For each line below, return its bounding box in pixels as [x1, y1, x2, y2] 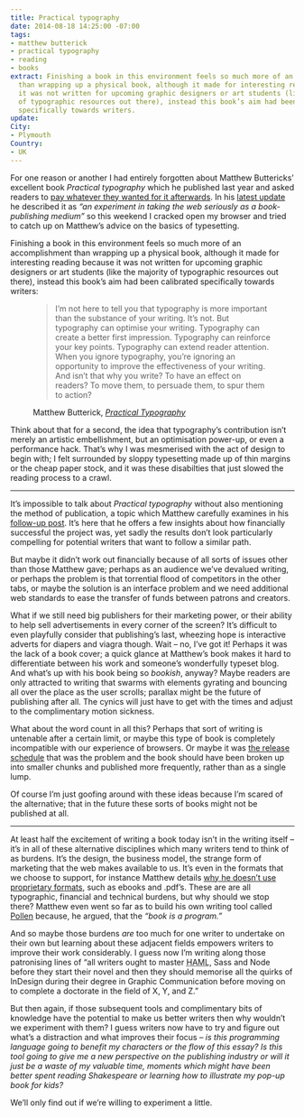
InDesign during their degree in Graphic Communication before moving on [10, 975, 286, 986]
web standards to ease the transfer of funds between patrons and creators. [10, 592, 291, 603]
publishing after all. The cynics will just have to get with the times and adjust [10, 696, 293, 706]
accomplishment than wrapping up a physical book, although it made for [10, 247, 280, 258]
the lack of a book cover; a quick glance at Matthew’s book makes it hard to [10, 648, 291, 659]
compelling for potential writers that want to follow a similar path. [10, 536, 252, 547]
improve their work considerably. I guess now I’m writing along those [10, 946, 266, 957]
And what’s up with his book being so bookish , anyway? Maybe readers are [10, 667, 291, 678]
